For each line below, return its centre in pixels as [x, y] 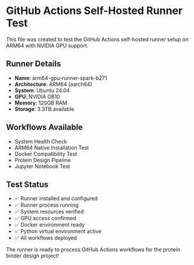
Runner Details [34, 64]
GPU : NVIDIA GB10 [37, 96]
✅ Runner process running [46, 205]
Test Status [27, 184]
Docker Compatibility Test [46, 154]
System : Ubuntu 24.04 [42, 90]
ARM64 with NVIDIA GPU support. [47, 46]
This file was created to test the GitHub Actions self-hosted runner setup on [97, 39]
